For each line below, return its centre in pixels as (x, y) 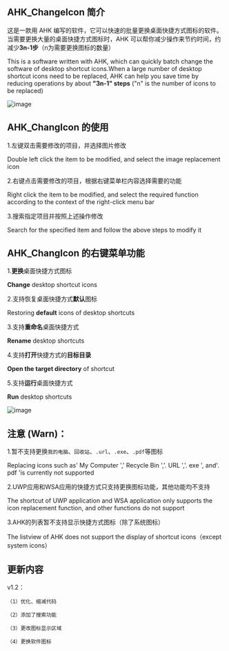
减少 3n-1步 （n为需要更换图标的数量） (61, 48)
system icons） (29, 545)
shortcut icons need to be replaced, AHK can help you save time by (103, 76)
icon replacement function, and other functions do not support (96, 508)
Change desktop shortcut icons (52, 285)
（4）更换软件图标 (29, 642)
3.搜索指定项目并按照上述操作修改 (55, 216)
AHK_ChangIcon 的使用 (58, 127)
